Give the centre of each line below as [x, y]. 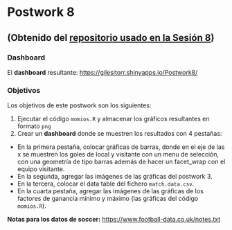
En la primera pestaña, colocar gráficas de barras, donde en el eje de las [121, 147]
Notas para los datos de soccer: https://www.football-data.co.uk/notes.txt [114, 220]
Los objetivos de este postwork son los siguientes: [79, 105]
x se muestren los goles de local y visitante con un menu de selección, [118, 154]
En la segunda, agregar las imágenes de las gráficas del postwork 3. [115, 177]
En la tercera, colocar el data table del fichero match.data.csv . [106, 184]
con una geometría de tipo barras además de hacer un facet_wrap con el [121, 162]
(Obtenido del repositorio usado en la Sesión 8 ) [111, 38]
